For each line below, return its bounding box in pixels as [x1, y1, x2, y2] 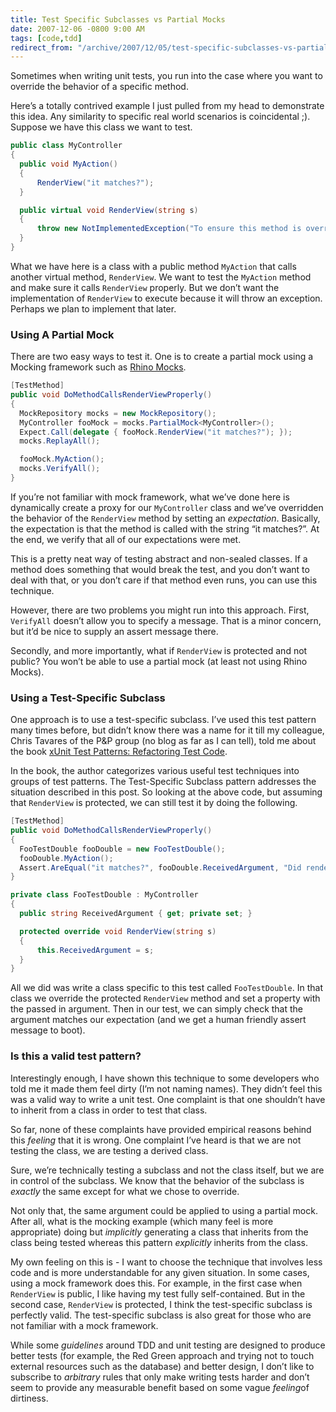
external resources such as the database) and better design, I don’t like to [10, 1360, 315, 1372]
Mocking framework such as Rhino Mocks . [10, 361, 187, 373]
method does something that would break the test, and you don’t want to [10, 563, 310, 575]
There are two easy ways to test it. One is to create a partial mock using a [10, 351, 314, 363]
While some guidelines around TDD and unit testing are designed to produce [10, 1339, 326, 1351]
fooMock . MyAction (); [19, 454, 105, 465]
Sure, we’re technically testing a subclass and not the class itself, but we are [10, 1164, 325, 1176]
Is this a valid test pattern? [10, 1049, 142, 1063]
